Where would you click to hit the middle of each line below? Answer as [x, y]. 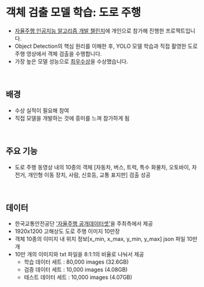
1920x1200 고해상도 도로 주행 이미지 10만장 [67, 231]
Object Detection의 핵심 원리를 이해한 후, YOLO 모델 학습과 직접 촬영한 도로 [106, 46]
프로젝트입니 [180, 31]
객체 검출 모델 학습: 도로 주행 [73, 13]
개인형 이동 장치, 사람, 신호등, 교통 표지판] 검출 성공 [89, 175]
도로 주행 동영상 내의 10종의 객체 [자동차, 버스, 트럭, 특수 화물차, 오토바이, [103, 167]
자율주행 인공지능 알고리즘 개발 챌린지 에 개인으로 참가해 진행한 [89, 31]
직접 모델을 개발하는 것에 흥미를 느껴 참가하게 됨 [72, 118]
